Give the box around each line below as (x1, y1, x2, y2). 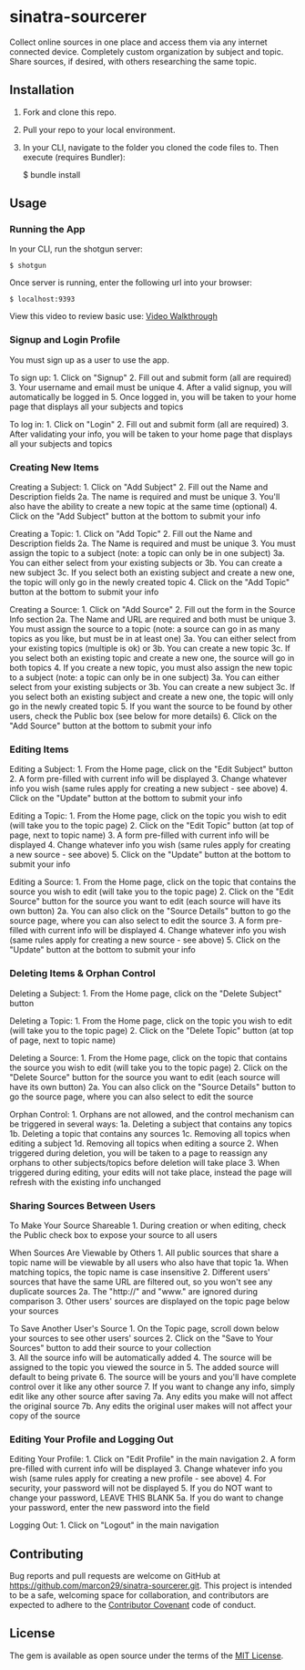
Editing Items (9, 743, 70, 756)
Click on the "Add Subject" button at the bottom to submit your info (9, 510, 261, 521)
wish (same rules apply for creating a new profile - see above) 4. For (9, 1473, 267, 1484)
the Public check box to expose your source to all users (9, 1229, 218, 1241)
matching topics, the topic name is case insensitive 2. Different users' (9, 1266, 270, 1277)
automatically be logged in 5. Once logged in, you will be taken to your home (9, 391, 297, 402)
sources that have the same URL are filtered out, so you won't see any (9, 1276, 273, 1287)
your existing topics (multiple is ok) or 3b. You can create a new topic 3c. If (9, 643, 291, 654)
